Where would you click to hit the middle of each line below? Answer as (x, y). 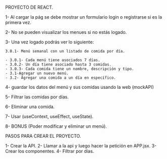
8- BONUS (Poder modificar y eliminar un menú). (56, 126)
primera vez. (18, 22)
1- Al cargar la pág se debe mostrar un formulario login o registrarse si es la (84, 17)
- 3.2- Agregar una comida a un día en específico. (61, 78)
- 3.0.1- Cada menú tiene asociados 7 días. (53, 60)
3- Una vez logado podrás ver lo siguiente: (50, 42)
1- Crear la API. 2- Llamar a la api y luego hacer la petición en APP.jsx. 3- (81, 146)
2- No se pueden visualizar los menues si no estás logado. (66, 32)
